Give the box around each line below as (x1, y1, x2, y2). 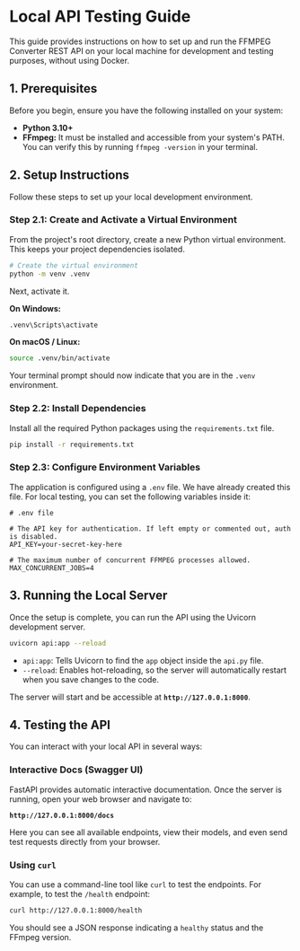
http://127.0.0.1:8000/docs (9, 811, 115, 820)
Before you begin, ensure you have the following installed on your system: (9, 105, 284, 116)
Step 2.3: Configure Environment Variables (9, 461, 200, 473)
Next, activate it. (9, 286, 70, 296)
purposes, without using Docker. (9, 55, 130, 66)
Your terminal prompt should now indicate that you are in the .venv (9, 370, 256, 381)
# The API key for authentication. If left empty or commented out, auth (9, 524, 292, 533)
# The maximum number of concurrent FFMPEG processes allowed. (9, 555, 251, 565)
